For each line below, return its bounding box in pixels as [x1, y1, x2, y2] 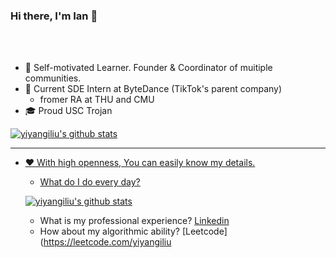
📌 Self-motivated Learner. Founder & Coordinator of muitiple [24, 62, 273, 74]
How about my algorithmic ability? [39, 225, 180, 238]
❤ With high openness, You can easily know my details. [24, 157, 256, 169]
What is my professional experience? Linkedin [39, 215, 230, 227]
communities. [24, 72, 82, 84]
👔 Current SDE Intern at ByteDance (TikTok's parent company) [24, 83, 283, 95]
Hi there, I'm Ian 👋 [10, 9, 98, 23]
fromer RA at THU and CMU [39, 94, 155, 106]
